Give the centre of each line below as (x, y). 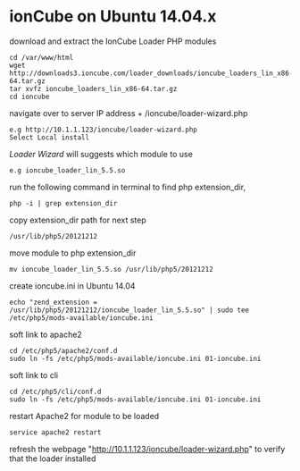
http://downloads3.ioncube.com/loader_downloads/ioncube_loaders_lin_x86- (151, 73)
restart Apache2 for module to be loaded (84, 416)
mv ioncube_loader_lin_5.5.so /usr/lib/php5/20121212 (112, 269)
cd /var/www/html (42, 57)
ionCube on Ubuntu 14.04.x (113, 17)
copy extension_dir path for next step (78, 220)
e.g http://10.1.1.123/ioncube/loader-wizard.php (104, 130)
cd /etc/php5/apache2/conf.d (63, 350)
